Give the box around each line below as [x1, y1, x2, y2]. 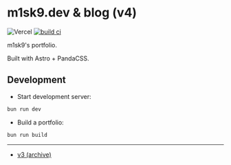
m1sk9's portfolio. [7, 41, 57, 49]
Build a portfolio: [16, 118, 64, 126]
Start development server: [16, 92, 91, 100]
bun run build [7, 131, 48, 138]
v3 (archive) [16, 150, 52, 159]
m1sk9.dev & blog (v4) [7, 5, 137, 21]
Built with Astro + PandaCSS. [7, 54, 89, 63]
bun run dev [7, 105, 41, 113]
